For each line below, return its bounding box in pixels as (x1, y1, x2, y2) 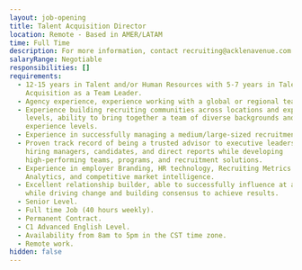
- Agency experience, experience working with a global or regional (17, 96, 280, 106)
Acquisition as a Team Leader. (25, 88, 143, 97)
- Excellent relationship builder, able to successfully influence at (17, 181, 288, 190)
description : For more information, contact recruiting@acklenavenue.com (9, 47, 292, 56)
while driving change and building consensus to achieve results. (25, 189, 280, 198)
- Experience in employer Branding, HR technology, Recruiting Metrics (17, 164, 292, 173)
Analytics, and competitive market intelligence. (25, 172, 216, 181)
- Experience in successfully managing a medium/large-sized (17, 130, 252, 139)
